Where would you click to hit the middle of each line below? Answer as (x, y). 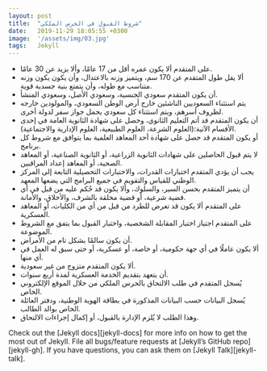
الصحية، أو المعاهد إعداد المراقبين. (71, 163)
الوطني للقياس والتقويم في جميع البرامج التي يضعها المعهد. (108, 180)
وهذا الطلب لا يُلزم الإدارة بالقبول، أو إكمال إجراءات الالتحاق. (109, 317)
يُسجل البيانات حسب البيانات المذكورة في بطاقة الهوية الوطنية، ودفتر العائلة (133, 300)
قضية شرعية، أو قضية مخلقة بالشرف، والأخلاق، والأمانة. (103, 198)
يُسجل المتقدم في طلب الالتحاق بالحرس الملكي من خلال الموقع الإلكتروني (131, 283)
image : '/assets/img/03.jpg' (59, 38)
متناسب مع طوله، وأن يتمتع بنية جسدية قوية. (86, 86)
